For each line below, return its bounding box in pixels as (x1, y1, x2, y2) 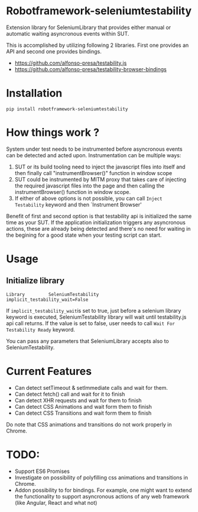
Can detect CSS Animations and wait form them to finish (14, 403, 152, 410)
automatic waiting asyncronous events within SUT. (6, 30, 129, 37)
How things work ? (6, 126, 99, 139)
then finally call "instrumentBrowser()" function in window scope (14, 169, 173, 176)
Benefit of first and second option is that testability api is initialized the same (6, 212, 192, 220)
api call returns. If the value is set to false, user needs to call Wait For (6, 319, 176, 327)
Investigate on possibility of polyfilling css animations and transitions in (14, 473, 188, 481)
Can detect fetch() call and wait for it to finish (14, 390, 125, 397)
